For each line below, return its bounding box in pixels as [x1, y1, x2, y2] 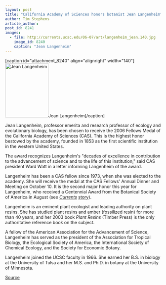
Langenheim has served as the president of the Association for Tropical [5, 234, 151, 240]
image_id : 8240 [14, 40, 45, 45]
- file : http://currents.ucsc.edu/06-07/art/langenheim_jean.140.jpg [9, 35, 156, 40]
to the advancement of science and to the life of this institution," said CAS [5, 158, 156, 164]
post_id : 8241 [5, 26, 35, 31]
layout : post [5, 7, 32, 12]
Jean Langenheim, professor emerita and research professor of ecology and [5, 122, 161, 128]
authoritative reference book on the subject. [5, 219, 95, 225]
